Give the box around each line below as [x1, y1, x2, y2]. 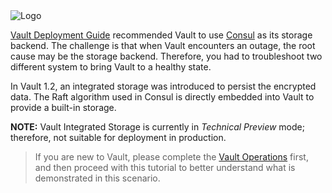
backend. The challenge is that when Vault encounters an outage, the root [10, 40, 316, 51]
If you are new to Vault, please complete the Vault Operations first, [34, 151, 309, 163]
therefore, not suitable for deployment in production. [10, 132, 227, 143]
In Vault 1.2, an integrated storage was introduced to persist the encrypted [10, 80, 317, 92]
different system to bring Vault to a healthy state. [10, 61, 212, 73]
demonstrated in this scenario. [34, 172, 161, 184]
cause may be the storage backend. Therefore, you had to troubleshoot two [10, 50, 323, 62]
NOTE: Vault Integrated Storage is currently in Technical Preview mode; [10, 121, 305, 133]
